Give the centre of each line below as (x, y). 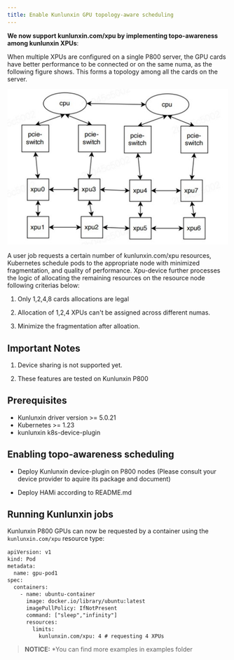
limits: (43, 630)
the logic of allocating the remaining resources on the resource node (106, 278)
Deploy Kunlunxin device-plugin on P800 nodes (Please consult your (117, 471)
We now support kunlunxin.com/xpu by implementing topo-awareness (113, 36)
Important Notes (44, 348)
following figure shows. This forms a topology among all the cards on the (113, 71)
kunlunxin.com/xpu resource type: (56, 539)
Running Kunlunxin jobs (60, 514)
